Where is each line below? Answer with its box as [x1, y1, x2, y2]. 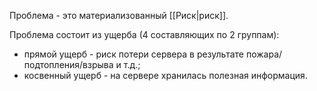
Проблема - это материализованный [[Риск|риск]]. [9, 10, 229, 21]
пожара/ [245, 48, 283, 60]
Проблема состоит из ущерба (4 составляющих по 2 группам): [9, 29, 280, 40]
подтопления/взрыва [23, 59, 114, 70]
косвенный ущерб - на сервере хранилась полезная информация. [23, 70, 308, 81]
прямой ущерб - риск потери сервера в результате [23, 48, 244, 60]
